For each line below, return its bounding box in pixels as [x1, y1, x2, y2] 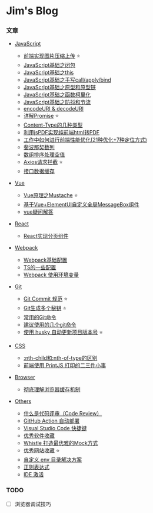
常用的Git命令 [23, 314, 57, 321]
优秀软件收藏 [23, 432, 55, 439]
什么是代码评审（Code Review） [23, 410, 102, 417]
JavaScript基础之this [23, 69, 74, 76]
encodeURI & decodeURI [23, 105, 84, 112]
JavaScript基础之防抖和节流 [23, 99, 91, 106]
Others [14, 398, 32, 405]
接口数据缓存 [23, 167, 55, 175]
